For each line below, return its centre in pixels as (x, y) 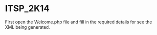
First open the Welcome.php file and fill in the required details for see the (79, 22)
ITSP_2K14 (27, 9)
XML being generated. (28, 27)
